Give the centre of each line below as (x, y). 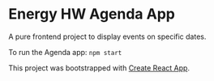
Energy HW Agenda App (92, 14)
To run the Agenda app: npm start (65, 52)
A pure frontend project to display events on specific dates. (107, 36)
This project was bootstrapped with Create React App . (99, 68)
